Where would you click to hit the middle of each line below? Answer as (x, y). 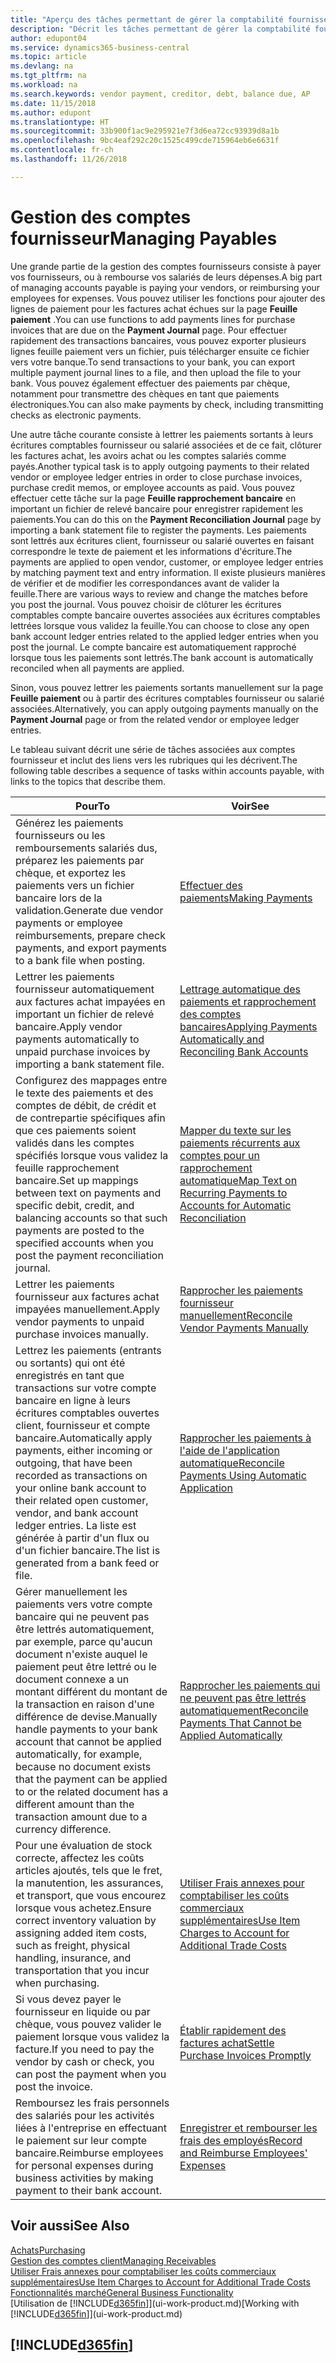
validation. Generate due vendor (89, 910)
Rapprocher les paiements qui (250, 1685)
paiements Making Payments (246, 898)
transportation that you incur (82, 1970)
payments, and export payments (91, 948)
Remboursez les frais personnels (92, 2103)
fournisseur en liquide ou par (83, 2011)
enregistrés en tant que (70, 1375)
